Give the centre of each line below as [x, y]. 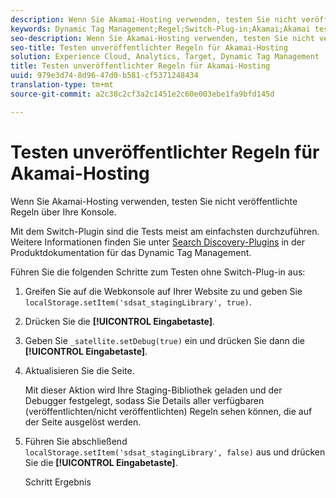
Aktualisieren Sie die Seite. [79, 370]
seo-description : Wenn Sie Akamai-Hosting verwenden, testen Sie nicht [162, 38]
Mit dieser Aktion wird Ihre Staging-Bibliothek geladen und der [153, 390]
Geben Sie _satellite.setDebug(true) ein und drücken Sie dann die [164, 340]
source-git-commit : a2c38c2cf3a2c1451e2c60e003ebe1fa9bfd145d [142, 94]
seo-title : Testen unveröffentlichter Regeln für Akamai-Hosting [149, 47]
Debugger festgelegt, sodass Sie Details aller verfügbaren [144, 400]
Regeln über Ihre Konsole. [63, 212]
